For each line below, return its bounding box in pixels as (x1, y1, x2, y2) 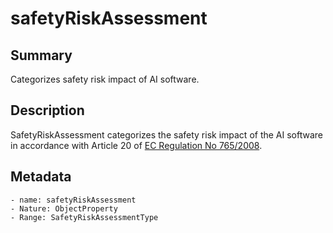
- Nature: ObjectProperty (10, 203, 118, 214)
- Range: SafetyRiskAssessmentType (10, 212, 159, 222)
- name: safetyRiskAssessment (10, 195, 137, 205)
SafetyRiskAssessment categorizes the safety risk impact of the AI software (10, 128, 324, 141)
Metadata (10, 168, 72, 186)
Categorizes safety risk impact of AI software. (10, 73, 200, 85)
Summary (10, 47, 73, 64)
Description (10, 102, 85, 119)
